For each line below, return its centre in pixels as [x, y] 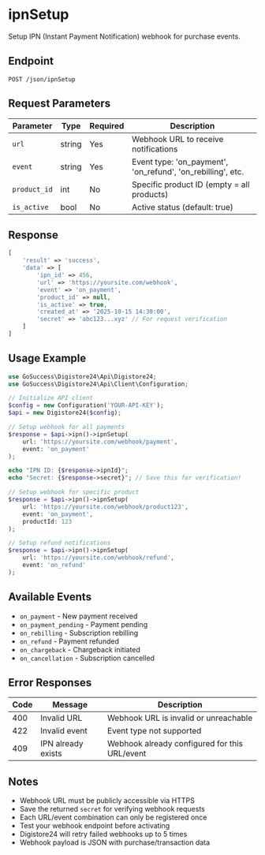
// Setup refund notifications [60, 543]
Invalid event [64, 731]
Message [70, 705]
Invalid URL [62, 718]
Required [107, 125]
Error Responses [50, 683]
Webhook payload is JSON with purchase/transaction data [115, 842]
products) [150, 194]
